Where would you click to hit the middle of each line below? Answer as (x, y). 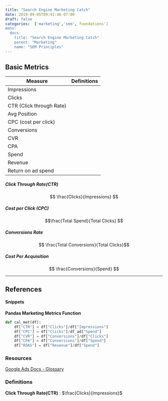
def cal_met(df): (23, 322)
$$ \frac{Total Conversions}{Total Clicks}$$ (84, 245)
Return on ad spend (31, 171)
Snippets (15, 302)
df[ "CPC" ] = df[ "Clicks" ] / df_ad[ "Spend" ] (58, 332)
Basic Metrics (27, 67)
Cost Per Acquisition (27, 256)
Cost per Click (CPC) (27, 208)
